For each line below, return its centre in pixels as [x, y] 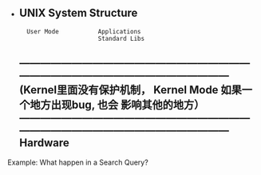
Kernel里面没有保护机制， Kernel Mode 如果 [132, 90]
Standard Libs [121, 38]
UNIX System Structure [78, 13]
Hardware [44, 143]
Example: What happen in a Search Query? [78, 162]
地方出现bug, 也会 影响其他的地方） [117, 105]
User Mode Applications [84, 31]
